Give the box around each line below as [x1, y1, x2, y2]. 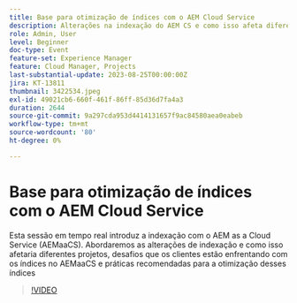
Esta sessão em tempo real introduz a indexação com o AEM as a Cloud [9, 230, 271, 240]
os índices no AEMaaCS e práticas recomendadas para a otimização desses [9, 258, 287, 269]
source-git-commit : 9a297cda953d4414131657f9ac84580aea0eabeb [9, 111, 243, 120]
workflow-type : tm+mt [9, 120, 89, 129]
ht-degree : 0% [9, 136, 62, 145]
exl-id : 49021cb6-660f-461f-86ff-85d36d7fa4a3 [9, 95, 184, 104]
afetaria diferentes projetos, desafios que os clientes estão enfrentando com [9, 248, 288, 259]
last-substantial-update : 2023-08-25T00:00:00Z [9, 71, 188, 80]
